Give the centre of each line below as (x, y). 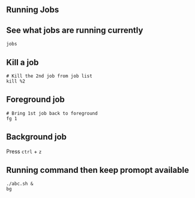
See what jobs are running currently (75, 30)
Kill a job (22, 62)
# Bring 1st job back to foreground (52, 113)
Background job (37, 137)
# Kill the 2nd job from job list (49, 76)
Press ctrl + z (24, 151)
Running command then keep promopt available (97, 170)
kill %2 (16, 81)
